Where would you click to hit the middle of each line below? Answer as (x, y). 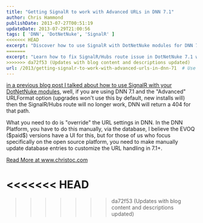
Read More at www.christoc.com (47, 160)
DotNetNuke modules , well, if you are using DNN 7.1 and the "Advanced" (96, 92)
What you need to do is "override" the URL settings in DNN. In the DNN (95, 123)
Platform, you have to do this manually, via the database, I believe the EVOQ (101, 129)
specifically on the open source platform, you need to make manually (92, 142)
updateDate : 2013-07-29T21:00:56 (48, 29)
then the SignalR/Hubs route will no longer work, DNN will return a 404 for (99, 105)
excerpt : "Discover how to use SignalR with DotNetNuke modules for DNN (100, 46)
